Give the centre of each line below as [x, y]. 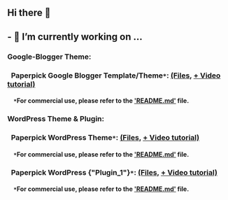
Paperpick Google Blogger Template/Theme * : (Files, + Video [116, 76]
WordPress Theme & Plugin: [56, 119]
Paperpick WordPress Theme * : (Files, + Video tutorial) [105, 138]
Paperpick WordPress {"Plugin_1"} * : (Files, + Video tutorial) [114, 172]
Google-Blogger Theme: [49, 57]
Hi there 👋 [29, 13]
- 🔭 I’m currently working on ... [75, 37]
